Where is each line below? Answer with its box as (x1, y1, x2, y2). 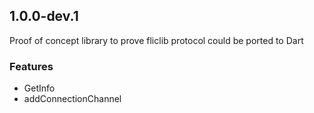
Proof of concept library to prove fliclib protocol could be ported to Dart (9, 34, 304, 46)
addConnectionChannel (23, 93, 122, 105)
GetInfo (23, 82, 56, 94)
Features (9, 59, 54, 73)
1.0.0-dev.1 (9, 8, 79, 25)
